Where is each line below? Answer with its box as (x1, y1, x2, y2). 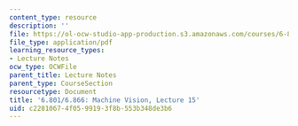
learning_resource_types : (9, 46, 105, 55)
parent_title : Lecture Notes (9, 71, 117, 80)
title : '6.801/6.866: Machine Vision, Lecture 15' (9, 95, 200, 105)
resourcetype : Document (9, 87, 98, 96)
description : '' (9, 21, 69, 30)
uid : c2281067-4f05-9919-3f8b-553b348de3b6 (9, 104, 173, 113)
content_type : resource (9, 12, 98, 22)
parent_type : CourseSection (9, 79, 114, 88)
